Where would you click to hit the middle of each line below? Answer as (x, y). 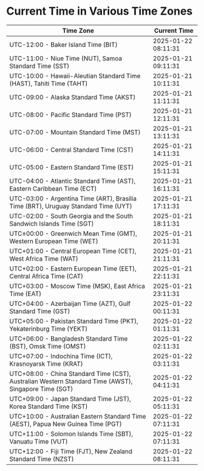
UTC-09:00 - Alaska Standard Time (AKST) (73, 97)
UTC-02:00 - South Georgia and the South (71, 216)
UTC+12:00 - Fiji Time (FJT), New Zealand (71, 451)
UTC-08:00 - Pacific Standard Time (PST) (70, 115)
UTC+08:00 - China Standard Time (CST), (70, 374)
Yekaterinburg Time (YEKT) (49, 328)
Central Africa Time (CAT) (46, 276)
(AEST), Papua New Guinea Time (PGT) (66, 423)
